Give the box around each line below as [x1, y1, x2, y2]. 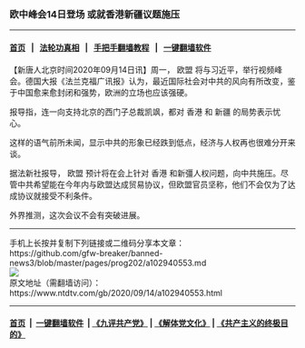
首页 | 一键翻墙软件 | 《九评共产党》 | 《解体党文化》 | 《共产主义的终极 [9, 318, 281, 329]
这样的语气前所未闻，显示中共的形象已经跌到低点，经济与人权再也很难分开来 [9, 136, 296, 147]
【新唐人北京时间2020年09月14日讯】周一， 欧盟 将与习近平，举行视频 [9, 64, 275, 75]
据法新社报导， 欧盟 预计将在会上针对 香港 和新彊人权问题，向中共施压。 [9, 167, 281, 178]
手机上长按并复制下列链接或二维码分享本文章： [9, 237, 184, 248]
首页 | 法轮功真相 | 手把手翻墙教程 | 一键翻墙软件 [9, 42, 212, 53]
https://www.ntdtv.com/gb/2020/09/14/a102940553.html [9, 287, 222, 298]
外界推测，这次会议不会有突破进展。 [9, 209, 145, 220]
